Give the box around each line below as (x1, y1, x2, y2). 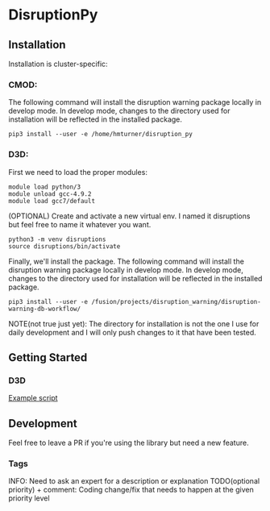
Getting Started (8, 351, 88, 364)
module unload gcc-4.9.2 (8, 189, 92, 198)
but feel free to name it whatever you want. (8, 219, 152, 229)
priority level (8, 493, 50, 503)
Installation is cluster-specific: (8, 59, 108, 69)
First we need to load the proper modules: (8, 167, 147, 177)
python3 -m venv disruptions (8, 235, 106, 243)
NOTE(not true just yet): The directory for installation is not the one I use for (8, 318, 260, 328)
